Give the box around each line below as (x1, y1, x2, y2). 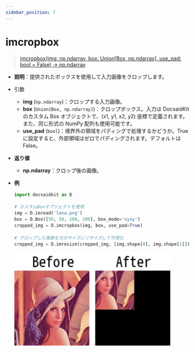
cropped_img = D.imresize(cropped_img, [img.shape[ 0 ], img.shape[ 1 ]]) (13, 241, 190, 247)
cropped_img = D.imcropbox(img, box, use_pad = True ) (13, 223, 143, 228)
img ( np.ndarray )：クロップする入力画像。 (22, 98, 125, 105)
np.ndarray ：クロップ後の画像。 (22, 167, 102, 174)
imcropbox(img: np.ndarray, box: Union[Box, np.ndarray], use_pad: (19, 54, 182, 61)
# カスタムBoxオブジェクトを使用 (13, 204, 84, 210)
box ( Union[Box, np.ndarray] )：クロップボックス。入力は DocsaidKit (22, 105, 190, 112)
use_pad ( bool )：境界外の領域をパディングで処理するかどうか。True (22, 127, 189, 134)
